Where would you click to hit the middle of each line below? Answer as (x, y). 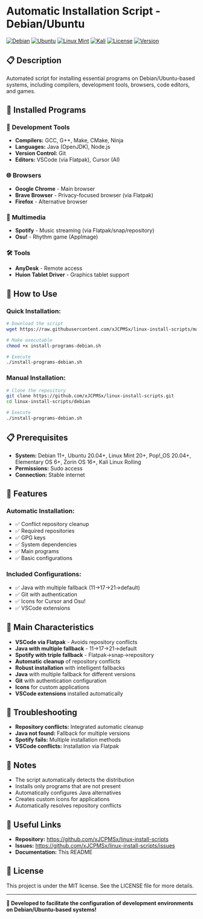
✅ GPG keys (30, 538)
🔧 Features (27, 494)
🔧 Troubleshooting (42, 712)
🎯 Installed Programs (46, 110)
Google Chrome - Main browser (55, 188)
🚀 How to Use (32, 294)
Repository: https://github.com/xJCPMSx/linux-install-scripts (92, 839)
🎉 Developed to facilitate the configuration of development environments (100, 903)
